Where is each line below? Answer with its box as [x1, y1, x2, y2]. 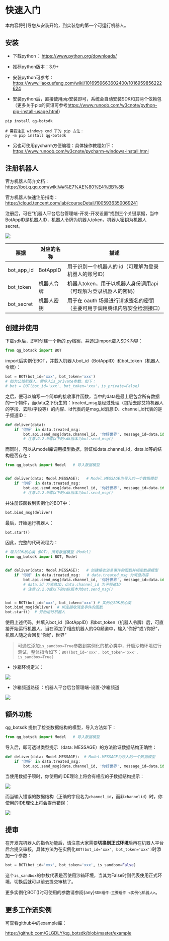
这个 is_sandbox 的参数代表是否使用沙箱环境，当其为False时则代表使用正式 [5, 872, 158, 878]
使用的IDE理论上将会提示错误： [5, 800, 70, 806]
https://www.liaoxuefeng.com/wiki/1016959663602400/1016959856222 [12, 80, 162, 86]
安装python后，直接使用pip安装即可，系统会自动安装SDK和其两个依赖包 [12, 95, 162, 101]
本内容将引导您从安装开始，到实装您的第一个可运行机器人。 [5, 22, 129, 28]
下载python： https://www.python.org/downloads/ [12, 53, 117, 59]
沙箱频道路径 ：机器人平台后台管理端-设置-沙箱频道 [12, 685, 120, 691]
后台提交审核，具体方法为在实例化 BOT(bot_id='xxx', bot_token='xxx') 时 [5, 846, 157, 852]
